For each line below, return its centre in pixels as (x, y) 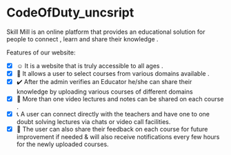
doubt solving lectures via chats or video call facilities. (93, 122)
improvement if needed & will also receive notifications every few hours (118, 137)
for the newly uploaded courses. (62, 144)
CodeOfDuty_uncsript (70, 13)
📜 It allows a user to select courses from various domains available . (113, 73)
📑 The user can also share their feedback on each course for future (112, 130)
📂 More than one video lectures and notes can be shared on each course (120, 99)
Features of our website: (41, 52)
